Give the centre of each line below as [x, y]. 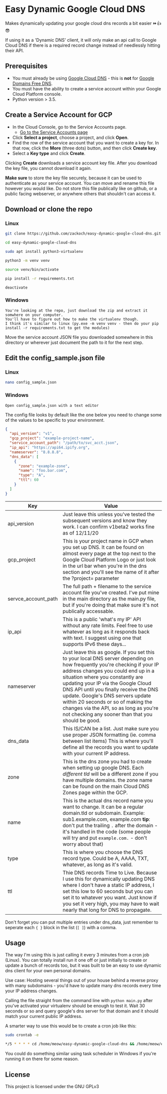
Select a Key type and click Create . [49, 153]
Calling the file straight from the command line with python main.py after [79, 1001]
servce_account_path [33, 599]
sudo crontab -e [22, 1035]
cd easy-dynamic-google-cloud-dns [41, 243]
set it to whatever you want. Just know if [110, 897]
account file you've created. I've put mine [111, 592]
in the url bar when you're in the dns [105, 566]
